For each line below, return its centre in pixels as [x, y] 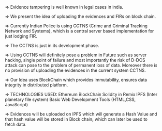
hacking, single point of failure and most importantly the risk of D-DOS [75, 60]
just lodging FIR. [21, 36]
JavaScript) [16, 105]
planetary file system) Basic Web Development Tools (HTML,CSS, [70, 99]
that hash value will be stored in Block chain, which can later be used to [76, 119]
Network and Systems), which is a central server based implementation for [80, 31]
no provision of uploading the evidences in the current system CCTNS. [75, 70]
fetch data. [16, 124]
